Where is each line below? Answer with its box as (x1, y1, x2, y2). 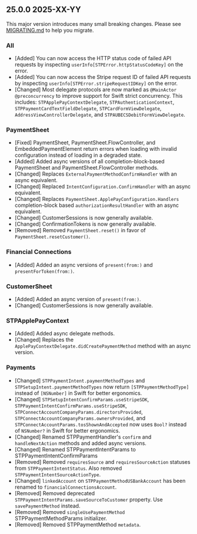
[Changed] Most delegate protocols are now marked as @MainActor (14, 86, 177, 93)
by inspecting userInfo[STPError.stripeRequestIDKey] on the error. (14, 80, 178, 87)
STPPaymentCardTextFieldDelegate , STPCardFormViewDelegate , (14, 105, 162, 112)
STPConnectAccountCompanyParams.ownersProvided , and (14, 414, 146, 421)
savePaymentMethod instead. (14, 502, 81, 509)
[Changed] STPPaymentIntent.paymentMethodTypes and (14, 377, 145, 384)
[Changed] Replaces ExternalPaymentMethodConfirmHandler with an (14, 170, 178, 177)
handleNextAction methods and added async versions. (14, 439, 147, 447)
